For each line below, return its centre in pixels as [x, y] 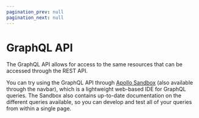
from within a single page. [39, 109]
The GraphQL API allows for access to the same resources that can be [94, 64]
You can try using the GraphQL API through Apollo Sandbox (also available [100, 83]
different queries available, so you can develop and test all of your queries [99, 102]
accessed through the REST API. [47, 71]
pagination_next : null [35, 18]
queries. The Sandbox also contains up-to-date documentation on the [94, 95]
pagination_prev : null [35, 12]
